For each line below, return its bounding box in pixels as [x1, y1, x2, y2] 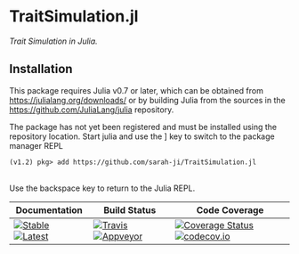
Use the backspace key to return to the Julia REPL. [9, 183, 196, 193]
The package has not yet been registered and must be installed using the [9, 121, 278, 132]
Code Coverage [196, 203, 264, 216]
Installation [9, 61, 73, 77]
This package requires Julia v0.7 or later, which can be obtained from [9, 85, 264, 95]
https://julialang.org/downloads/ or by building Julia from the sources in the [9, 94, 287, 105]
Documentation [15, 203, 83, 216]
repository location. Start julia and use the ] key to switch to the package [9, 131, 275, 142]
